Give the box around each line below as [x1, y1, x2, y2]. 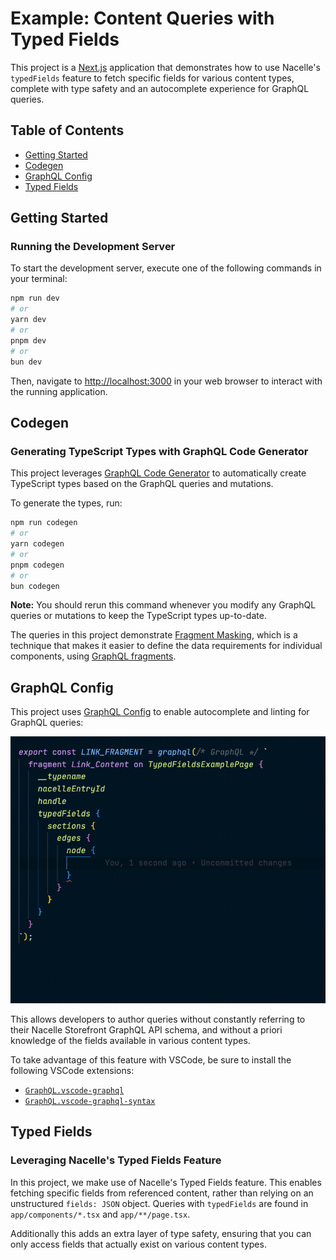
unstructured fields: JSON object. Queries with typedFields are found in [10, 1197, 309, 1209]
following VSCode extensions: [10, 1065, 135, 1077]
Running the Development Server [10, 240, 176, 254]
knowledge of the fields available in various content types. [10, 1035, 251, 1047]
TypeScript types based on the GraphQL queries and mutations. [10, 478, 274, 490]
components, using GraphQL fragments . [10, 650, 177, 662]
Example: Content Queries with [10, 7, 275, 30]
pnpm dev [10, 335, 47, 346]
